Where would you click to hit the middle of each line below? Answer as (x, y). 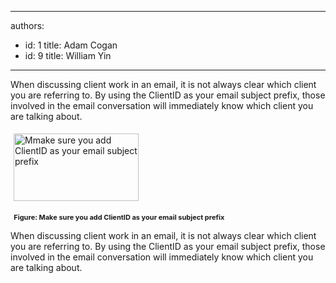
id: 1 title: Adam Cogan (71, 45)
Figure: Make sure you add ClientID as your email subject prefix (119, 217)
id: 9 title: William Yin (68, 55)
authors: (27, 25)
